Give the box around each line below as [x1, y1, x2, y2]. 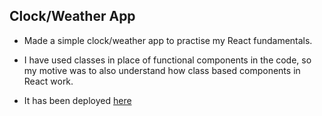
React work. [23, 75, 74, 87]
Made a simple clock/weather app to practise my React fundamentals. [23, 34, 313, 46]
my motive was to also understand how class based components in [23, 64, 301, 76]
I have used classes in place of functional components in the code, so [23, 54, 312, 66]
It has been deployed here [23, 94, 132, 106]
